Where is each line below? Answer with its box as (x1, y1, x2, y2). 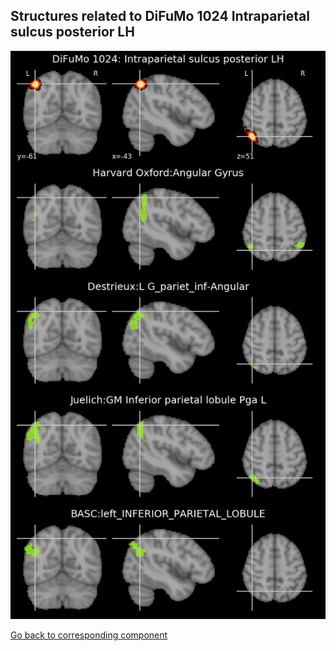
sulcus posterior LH (10, 24, 135, 41)
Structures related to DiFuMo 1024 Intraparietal (10, 8, 310, 25)
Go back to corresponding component (10, 629, 168, 641)
